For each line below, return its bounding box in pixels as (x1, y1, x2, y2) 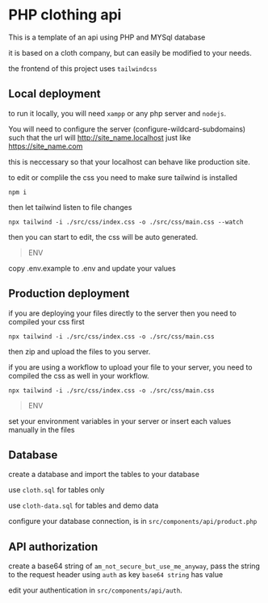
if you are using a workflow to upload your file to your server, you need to (8, 362, 253, 372)
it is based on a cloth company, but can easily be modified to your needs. (8, 48, 252, 57)
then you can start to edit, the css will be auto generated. (8, 232, 199, 241)
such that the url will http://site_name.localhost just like (8, 132, 191, 142)
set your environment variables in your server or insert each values (8, 416, 232, 425)
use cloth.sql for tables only (8, 485, 105, 495)
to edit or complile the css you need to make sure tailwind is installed (8, 172, 238, 182)
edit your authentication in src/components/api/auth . (8, 585, 183, 595)
